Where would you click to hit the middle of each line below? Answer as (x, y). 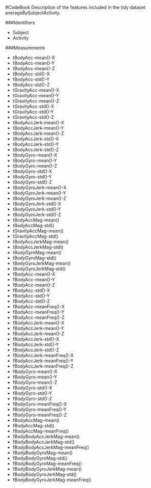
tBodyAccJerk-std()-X (36, 139)
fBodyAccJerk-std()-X (36, 339)
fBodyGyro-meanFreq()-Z (40, 415)
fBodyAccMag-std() (33, 426)
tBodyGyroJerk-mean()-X (39, 187)
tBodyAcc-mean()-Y (34, 63)
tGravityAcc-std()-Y (33, 112)
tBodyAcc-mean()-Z (34, 69)
